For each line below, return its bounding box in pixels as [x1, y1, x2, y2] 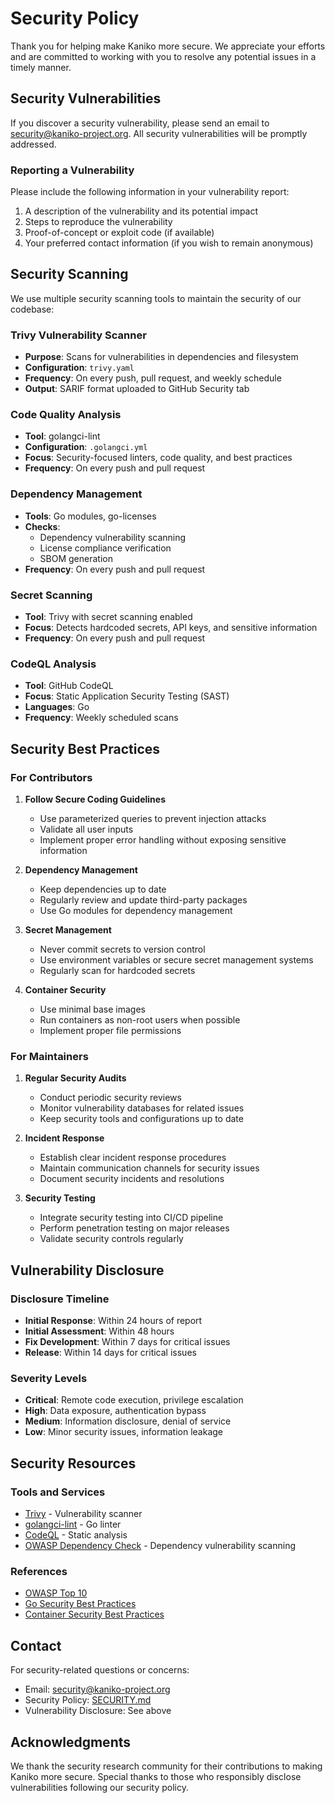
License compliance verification [39, 542, 172, 554]
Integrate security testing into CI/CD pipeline [39, 1212, 224, 1224]
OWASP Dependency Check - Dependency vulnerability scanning [24, 1540, 296, 1551]
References [10, 1564, 68, 1578]
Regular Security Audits [24, 1072, 127, 1084]
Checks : [24, 520, 61, 532]
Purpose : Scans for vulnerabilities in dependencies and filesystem [24, 351, 299, 363]
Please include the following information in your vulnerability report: [10, 186, 290, 198]
